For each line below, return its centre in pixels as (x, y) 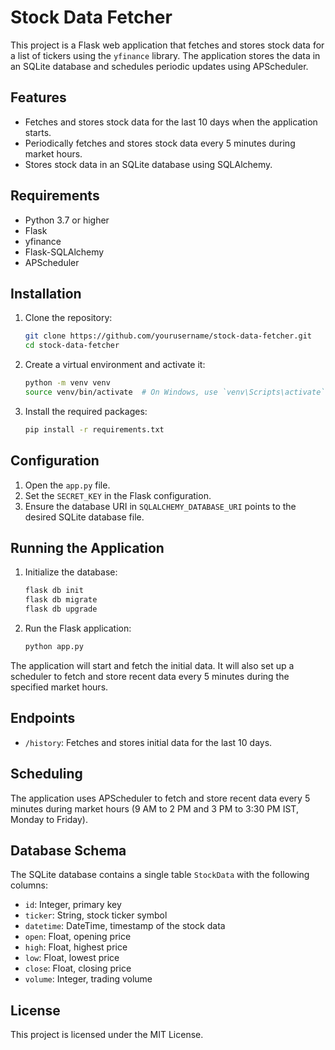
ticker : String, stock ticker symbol (96, 915)
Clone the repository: (68, 318)
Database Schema (68, 850)
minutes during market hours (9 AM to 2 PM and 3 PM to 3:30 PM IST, (154, 808)
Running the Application (87, 547)
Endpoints (43, 718)
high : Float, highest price (76, 947)
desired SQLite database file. (84, 517)
